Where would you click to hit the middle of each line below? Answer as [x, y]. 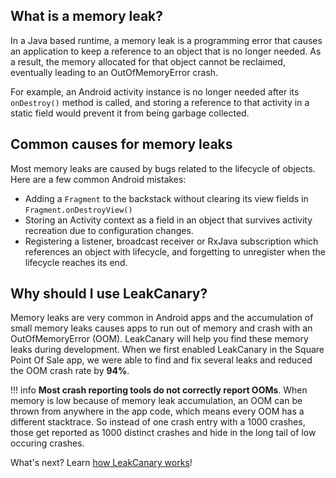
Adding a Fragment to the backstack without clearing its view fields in [166, 198]
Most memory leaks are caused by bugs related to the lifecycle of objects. [163, 168]
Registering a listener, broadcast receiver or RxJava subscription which [171, 241]
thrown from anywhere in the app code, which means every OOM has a [157, 411]
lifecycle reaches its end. [76, 262]
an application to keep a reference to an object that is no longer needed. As [166, 51]
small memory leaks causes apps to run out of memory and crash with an [161, 328]
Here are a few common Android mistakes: [98, 179]
